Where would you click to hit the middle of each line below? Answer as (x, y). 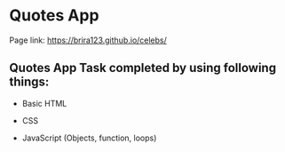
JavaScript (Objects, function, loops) (89, 138)
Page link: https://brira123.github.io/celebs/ (88, 40)
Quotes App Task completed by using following (143, 68)
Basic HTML (44, 103)
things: (29, 82)
